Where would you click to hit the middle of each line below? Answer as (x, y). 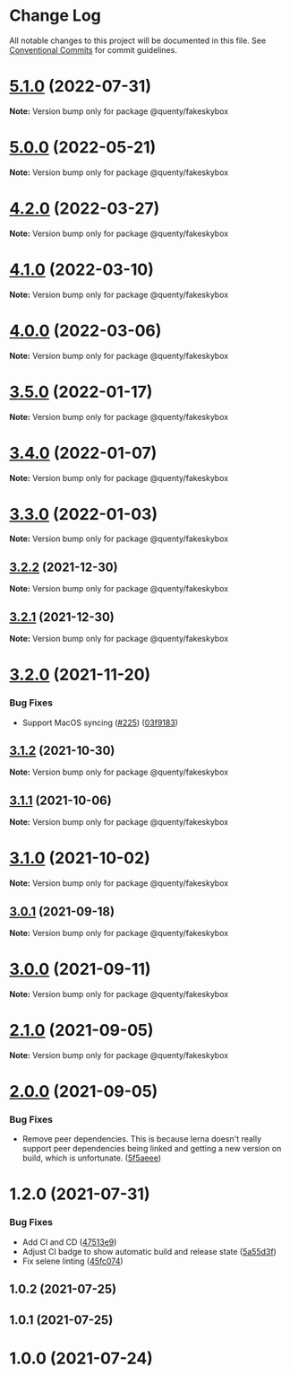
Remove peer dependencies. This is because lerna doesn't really (142, 1139)
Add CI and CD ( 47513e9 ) (69, 1242)
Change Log (55, 16)
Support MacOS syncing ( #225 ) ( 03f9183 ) (100, 723)
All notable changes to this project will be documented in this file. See (138, 40)
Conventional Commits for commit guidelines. (93, 49)
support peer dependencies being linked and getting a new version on (152, 1149)
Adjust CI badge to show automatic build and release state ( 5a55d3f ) (149, 1251)
